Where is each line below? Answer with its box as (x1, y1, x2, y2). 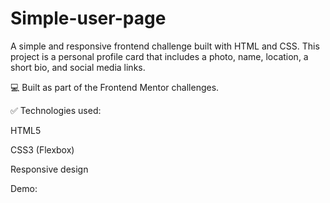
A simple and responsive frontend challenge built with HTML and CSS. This (10, 40, 320, 52)
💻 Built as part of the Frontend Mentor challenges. (10, 81, 220, 93)
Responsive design (10, 163, 89, 175)
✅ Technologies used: (10, 104, 102, 116)
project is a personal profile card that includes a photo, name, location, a (10, 50, 309, 62)
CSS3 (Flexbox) (10, 143, 75, 156)
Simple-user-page (10, 7, 167, 30)
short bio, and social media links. (10, 61, 146, 73)
